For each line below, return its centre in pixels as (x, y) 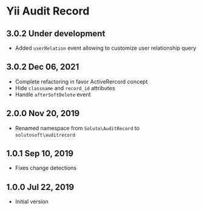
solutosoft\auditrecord (45, 135)
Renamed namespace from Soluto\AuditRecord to (77, 128)
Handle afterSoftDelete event (53, 94)
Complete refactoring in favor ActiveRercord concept (81, 81)
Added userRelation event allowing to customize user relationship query (106, 48)
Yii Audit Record (48, 11)
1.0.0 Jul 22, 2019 (40, 187)
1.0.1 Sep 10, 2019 (40, 153)
